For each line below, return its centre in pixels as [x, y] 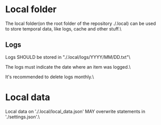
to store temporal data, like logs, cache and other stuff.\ [63, 28]
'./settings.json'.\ [23, 117]
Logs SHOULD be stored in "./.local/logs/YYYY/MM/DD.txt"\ [68, 57]
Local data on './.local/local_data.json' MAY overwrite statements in [75, 111]
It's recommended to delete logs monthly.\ [50, 77]
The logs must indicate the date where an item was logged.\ [68, 67]
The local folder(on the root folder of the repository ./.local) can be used [81, 23]
